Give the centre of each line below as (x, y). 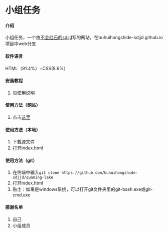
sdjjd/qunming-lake (33, 178)
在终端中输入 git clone (36, 172)
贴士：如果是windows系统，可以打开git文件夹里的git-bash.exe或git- (82, 189)
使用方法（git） (21, 160)
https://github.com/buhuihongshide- (100, 173)
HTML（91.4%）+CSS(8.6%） (37, 68)
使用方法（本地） (23, 130)
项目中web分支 (21, 44)
